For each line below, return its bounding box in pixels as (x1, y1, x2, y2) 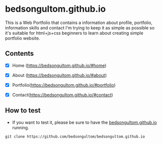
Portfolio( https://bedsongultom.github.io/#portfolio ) (12, 82, 116, 88)
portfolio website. (5, 35, 40, 41)
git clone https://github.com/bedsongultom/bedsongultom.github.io (5, 134, 145, 139)
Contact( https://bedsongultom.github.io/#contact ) (12, 92, 113, 97)
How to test (5, 106, 40, 115)
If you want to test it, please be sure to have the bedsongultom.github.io (12, 119, 157, 125)
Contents (5, 49, 34, 58)
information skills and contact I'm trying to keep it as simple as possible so (5, 24, 155, 30)
